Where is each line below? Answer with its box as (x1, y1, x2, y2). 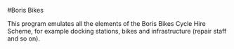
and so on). (7, 34, 41, 43)
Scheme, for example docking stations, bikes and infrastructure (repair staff (7, 27, 227, 35)
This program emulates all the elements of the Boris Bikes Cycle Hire (7, 20, 206, 27)
